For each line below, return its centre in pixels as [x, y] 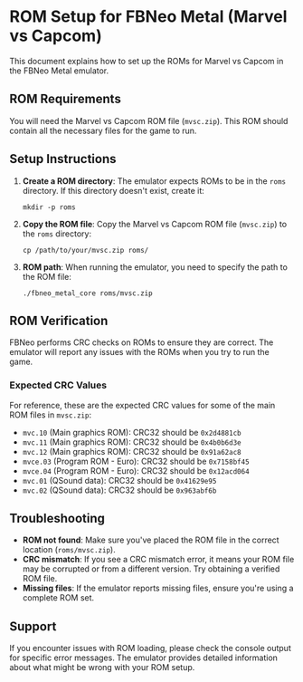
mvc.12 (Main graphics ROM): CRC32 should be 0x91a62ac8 [132, 451]
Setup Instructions [63, 159]
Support [33, 626]
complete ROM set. [58, 598]
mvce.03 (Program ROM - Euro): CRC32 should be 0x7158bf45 [136, 461]
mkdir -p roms [49, 207]
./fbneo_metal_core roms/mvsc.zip [87, 293]
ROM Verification [59, 320]
